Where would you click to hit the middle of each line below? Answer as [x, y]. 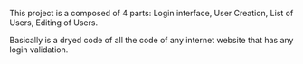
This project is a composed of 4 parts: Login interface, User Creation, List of [151, 13]
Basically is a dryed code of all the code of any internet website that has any [151, 40]
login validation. [39, 50]
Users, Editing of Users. [53, 23]
